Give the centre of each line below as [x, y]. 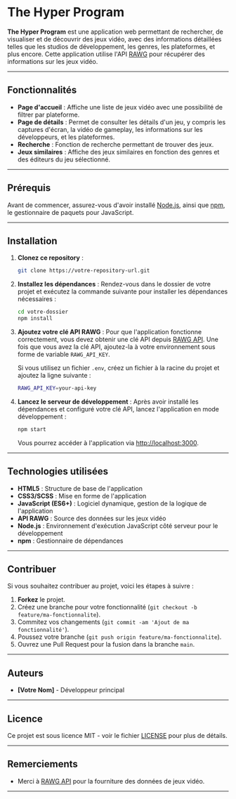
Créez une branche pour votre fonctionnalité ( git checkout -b [107, 607]
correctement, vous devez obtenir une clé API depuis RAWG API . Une [118, 339]
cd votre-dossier [43, 312]
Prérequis [29, 188]
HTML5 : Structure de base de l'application [80, 488]
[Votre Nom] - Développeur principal [71, 690]
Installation [32, 240]
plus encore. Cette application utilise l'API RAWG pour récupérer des [106, 54]
